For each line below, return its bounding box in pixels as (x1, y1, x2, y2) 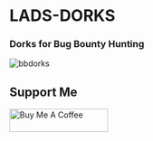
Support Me (9, 84, 78, 99)
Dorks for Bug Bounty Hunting (9, 38, 145, 51)
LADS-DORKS (9, 5, 116, 26)
